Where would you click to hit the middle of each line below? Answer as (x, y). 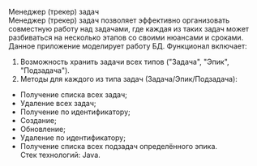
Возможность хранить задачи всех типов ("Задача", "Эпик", (124, 62)
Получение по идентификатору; (75, 112)
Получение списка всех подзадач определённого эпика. (118, 146)
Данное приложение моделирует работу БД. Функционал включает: (128, 46)
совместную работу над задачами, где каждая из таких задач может (129, 29)
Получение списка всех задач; (73, 95)
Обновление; (43, 129)
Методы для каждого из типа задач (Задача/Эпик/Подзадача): (128, 79)
